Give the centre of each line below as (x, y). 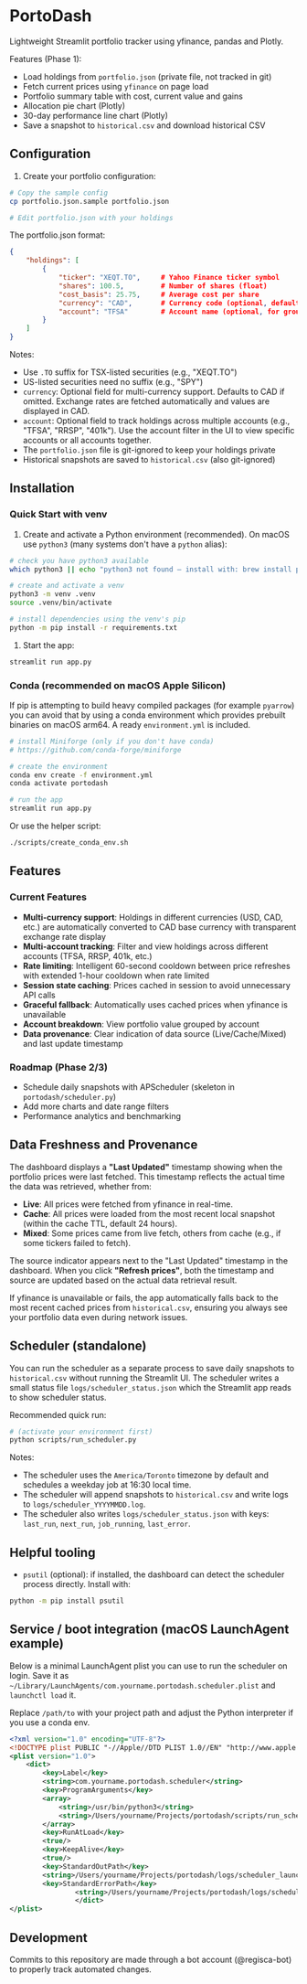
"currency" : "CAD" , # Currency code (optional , (163, 303)
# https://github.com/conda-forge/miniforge (95, 750)
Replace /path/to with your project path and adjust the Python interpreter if (152, 1712)
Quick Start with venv (58, 515)
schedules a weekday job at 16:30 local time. (107, 1485)
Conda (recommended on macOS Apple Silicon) (118, 685)
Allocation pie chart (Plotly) (74, 105)
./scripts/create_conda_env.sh (69, 843)
